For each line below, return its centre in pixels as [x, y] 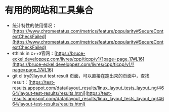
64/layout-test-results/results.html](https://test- [62, 93]
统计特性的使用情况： [34, 25]
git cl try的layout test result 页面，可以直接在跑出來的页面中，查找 [81, 76]
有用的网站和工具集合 [49, 10]
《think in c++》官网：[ [34, 53]
